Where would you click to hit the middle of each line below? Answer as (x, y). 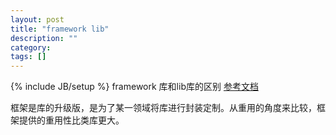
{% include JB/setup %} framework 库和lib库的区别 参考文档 (134, 87)
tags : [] (28, 57)
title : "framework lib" (60, 29)
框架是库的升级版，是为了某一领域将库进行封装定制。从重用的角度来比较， (163, 108)
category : (31, 47)
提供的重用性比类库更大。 (71, 120)
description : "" (44, 38)
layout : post (37, 19)
